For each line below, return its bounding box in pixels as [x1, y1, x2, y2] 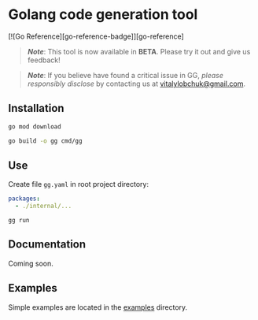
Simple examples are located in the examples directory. [8, 302, 188, 312]
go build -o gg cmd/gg [8, 136, 83, 145]
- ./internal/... [15, 203, 72, 210]
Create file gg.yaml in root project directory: [8, 180, 149, 189]
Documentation [8, 238, 87, 251]
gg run [8, 217, 30, 225]
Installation [8, 102, 64, 115]
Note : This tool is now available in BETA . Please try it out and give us [27, 47, 251, 56]
